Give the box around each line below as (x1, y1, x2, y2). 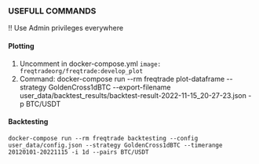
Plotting (8, 41, 35, 50)
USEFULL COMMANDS (8, 5, 97, 16)
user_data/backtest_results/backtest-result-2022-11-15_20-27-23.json (19, 90, 247, 100)
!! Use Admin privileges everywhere (8, 24, 124, 33)
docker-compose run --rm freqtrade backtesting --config (8, 134, 199, 142)
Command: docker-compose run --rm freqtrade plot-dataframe (19, 74, 225, 83)
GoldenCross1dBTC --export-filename (48, 82, 171, 92)
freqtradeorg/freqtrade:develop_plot (19, 67, 144, 75)
